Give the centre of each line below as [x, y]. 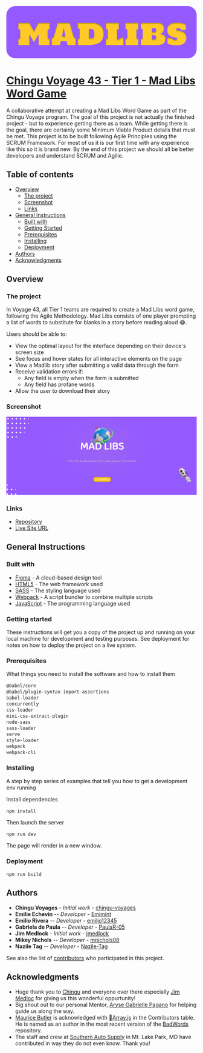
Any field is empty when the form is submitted [81, 378]
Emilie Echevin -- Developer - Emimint [63, 914]
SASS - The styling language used [58, 590]
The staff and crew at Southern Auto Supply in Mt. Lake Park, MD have [103, 1037]
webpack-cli [21, 753]
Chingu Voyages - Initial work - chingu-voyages [75, 908]
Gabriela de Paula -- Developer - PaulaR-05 [70, 927]
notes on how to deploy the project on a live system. [71, 645]
